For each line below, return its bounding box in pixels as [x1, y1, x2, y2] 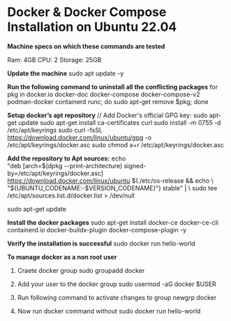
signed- [124, 161, 147, 170]
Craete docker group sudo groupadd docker [17, 266, 145, 274]
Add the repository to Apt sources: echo [7, 154, 126, 163]
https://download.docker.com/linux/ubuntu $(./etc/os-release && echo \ [7, 176, 214, 185]
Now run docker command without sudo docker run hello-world [17, 306, 201, 315]
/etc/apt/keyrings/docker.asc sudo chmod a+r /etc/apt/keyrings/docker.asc [7, 140, 225, 149]
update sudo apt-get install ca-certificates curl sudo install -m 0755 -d [18, 118, 221, 126]
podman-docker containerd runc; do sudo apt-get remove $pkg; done [7, 97, 209, 105]
